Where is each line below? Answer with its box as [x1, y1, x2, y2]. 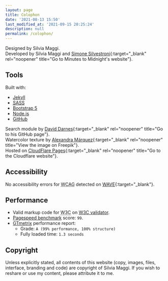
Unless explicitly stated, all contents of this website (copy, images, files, [5, 260, 156, 266]
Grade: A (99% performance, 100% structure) [20, 225, 116, 232]
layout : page [5, 7, 33, 13]
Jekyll [12, 94, 25, 100]
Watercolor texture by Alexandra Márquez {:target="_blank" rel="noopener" [5, 136, 163, 143]
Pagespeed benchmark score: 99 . [12, 215, 83, 221]
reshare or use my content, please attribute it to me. [5, 270, 115, 276]
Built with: [5, 84, 26, 90]
